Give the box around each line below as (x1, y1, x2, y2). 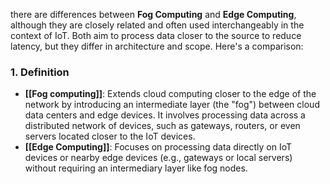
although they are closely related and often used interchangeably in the (10, 19, 305, 31)
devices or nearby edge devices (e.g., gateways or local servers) (24, 152, 293, 164)
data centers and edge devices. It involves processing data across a (24, 109, 306, 121)
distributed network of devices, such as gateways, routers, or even (24, 120, 301, 132)
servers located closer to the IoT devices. (24, 130, 196, 143)
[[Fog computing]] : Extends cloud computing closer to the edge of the (24, 88, 317, 100)
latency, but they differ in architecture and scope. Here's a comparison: (10, 40, 304, 52)
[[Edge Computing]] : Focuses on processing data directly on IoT (24, 141, 293, 153)
